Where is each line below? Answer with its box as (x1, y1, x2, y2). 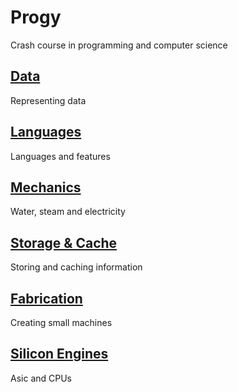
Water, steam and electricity (10, 206, 126, 218)
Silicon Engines (10, 346, 109, 363)
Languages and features (10, 150, 111, 162)
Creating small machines (10, 317, 113, 328)
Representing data (10, 94, 87, 106)
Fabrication (10, 290, 83, 307)
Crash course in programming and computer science (10, 39, 228, 51)
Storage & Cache (10, 234, 118, 251)
